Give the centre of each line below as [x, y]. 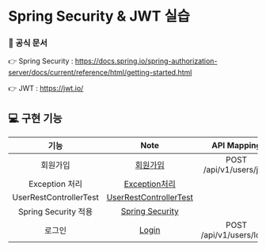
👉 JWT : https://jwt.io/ [46, 89]
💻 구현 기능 [35, 118]
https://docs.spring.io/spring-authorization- [146, 61]
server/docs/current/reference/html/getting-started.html [100, 73]
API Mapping [236, 146]
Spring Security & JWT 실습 [99, 16]
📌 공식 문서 [28, 43]
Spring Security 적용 [56, 212]
